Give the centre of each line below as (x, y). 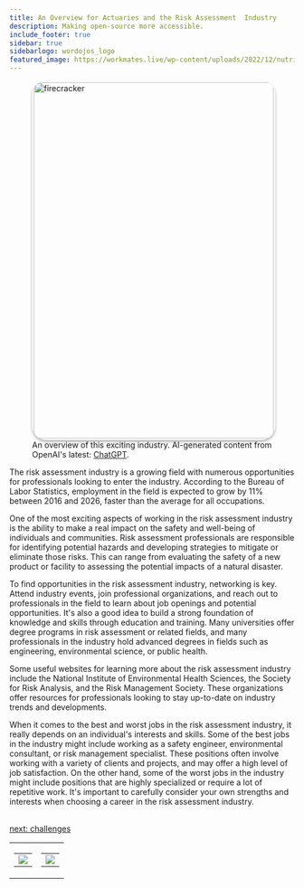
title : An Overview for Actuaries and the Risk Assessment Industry (143, 18)
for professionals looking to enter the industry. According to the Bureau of (147, 482)
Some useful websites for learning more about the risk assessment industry (150, 669)
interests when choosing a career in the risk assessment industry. (132, 802)
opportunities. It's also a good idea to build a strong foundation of (132, 613)
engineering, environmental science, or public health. (109, 651)
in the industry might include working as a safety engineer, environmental (146, 744)
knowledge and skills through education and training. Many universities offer (152, 622)
